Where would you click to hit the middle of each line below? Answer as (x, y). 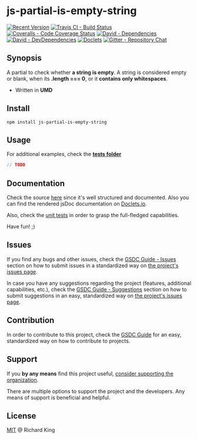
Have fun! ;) (21, 227)
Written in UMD (34, 90)
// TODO (16, 165)
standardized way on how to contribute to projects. (69, 341)
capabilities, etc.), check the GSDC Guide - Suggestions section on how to (97, 289)
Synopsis (24, 58)
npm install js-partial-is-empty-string (57, 122)
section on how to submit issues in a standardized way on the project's (93, 265)
